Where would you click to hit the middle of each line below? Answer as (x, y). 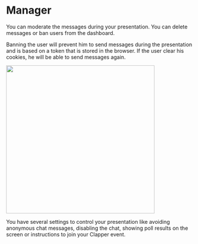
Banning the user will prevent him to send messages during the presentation (99, 44)
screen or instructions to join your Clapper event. (66, 234)
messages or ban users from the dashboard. (60, 33)
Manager (29, 10)
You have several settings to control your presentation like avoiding (88, 221)
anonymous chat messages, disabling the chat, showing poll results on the (97, 228)
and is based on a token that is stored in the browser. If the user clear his (95, 50)
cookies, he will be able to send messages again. (66, 57)
